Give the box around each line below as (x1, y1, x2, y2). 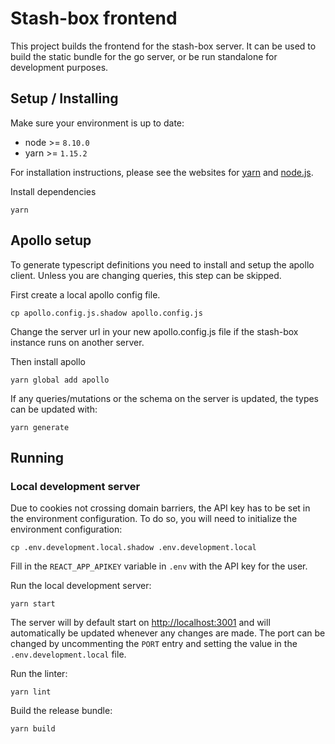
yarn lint (10, 687, 52, 697)
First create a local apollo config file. (10, 288, 161, 301)
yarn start (10, 599, 56, 609)
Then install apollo (10, 355, 86, 367)
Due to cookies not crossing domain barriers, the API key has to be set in (10, 502, 311, 514)
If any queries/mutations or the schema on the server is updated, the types (10, 392, 320, 404)
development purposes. (10, 61, 109, 73)
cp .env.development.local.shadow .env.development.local (10, 543, 257, 553)
